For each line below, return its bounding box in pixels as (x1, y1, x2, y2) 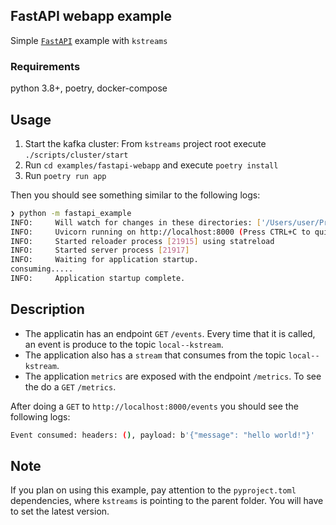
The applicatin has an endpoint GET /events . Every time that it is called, (24, 327, 316, 339)
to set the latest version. (10, 505, 110, 518)
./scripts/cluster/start (24, 150, 129, 160)
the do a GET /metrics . (24, 380, 117, 393)
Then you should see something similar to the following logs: (10, 189, 261, 201)
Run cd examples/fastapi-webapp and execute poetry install (24, 159, 279, 171)
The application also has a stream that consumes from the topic (24, 349, 287, 361)
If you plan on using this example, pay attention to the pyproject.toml (10, 484, 297, 496)
